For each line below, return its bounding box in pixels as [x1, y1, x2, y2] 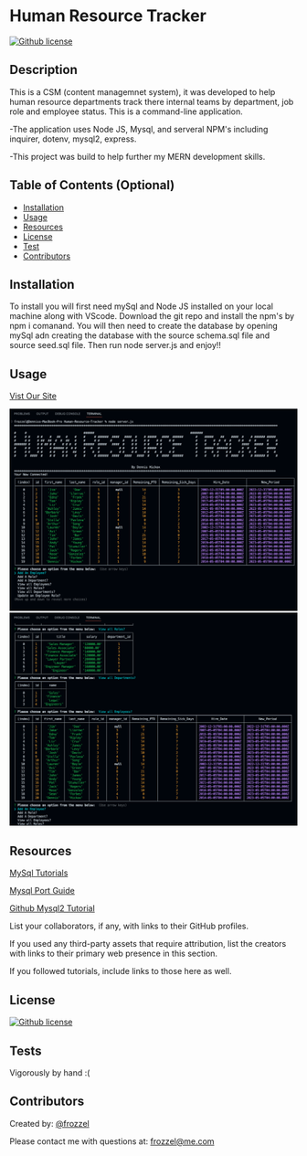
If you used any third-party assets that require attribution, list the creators [9, 939, 287, 949]
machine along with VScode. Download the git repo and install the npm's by [9, 311, 295, 322]
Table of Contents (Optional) [9, 177, 175, 193]
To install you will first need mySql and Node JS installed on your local [9, 301, 274, 312]
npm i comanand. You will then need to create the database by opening [9, 321, 279, 332]
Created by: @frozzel [9, 1118, 90, 1129]
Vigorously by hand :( [9, 1067, 90, 1078]
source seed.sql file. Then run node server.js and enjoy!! [9, 340, 222, 351]
